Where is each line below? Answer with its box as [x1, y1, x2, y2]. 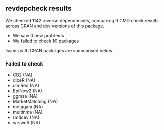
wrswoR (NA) [12, 120, 40, 126]
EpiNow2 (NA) [12, 88, 43, 94]
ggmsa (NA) [12, 93, 38, 99]
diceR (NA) [12, 77, 36, 83]
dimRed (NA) [12, 83, 39, 89]
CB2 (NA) [12, 72, 33, 78]
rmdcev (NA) [12, 114, 40, 120]
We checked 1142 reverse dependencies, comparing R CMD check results [5, 17, 159, 23]
